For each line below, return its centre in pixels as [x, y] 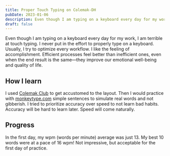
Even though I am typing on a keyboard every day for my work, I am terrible [84, 38]
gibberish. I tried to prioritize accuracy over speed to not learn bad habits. [82, 104]
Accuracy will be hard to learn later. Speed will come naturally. [70, 110]
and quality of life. [24, 65]
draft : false [19, 24]
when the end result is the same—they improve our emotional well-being [81, 60]
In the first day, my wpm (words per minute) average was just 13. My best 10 [84, 137]
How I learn [24, 81]
